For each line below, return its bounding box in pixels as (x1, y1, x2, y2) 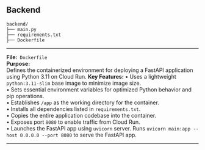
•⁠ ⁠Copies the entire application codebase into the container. (6, 112, 157, 119)
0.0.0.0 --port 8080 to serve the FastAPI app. (20, 131, 137, 138)
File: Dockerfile (6, 53, 48, 60)
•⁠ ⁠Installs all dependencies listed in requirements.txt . (6, 105, 141, 112)
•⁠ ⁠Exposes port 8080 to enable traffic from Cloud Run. (6, 118, 140, 126)
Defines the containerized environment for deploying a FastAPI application (6, 66, 193, 74)
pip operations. (6, 92, 45, 99)
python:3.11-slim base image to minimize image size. (6, 79, 142, 87)
